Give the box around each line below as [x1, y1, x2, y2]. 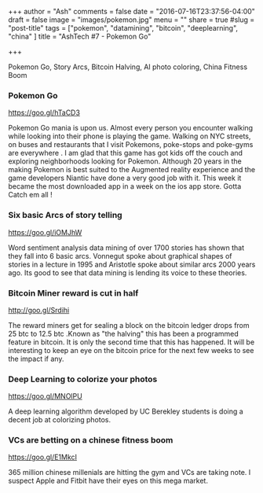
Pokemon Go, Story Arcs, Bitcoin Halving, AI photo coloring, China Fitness [8, 62, 248, 72]
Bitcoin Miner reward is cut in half [8, 287, 139, 298]
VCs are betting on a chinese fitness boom [8, 435, 174, 446]
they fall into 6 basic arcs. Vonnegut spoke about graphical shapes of [8, 251, 233, 260]
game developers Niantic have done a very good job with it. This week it [8, 173, 242, 183]
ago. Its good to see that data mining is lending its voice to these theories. [8, 267, 247, 278]
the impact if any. [8, 354, 64, 363]
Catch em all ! [8, 190, 53, 200]
